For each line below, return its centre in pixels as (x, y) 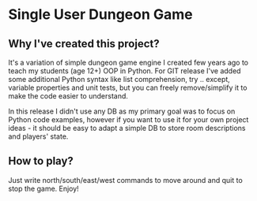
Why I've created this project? (84, 44)
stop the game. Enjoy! (43, 188)
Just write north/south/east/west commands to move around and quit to (125, 180)
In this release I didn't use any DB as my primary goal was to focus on (122, 111)
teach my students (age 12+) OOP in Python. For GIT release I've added (125, 71)
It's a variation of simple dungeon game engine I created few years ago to (128, 62)
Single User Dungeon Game (101, 15)
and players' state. (38, 136)
